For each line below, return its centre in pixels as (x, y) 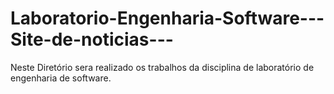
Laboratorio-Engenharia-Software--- (167, 18)
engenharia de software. (61, 78)
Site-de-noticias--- (92, 39)
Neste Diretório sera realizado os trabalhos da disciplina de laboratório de (162, 67)
